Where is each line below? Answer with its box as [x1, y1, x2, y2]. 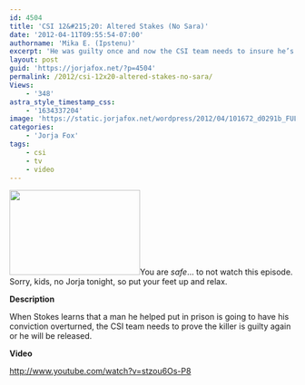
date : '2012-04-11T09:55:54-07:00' [9, 30, 144, 39]
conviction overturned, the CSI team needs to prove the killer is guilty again [9, 321, 291, 332]
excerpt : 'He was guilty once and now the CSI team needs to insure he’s [9, 47, 295, 56]
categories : [9, 123, 54, 132]
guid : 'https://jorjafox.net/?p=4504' [9, 64, 156, 73]
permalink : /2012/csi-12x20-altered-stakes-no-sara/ [9, 72, 213, 82]
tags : [9, 140, 30, 149]
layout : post [9, 55, 59, 64]
